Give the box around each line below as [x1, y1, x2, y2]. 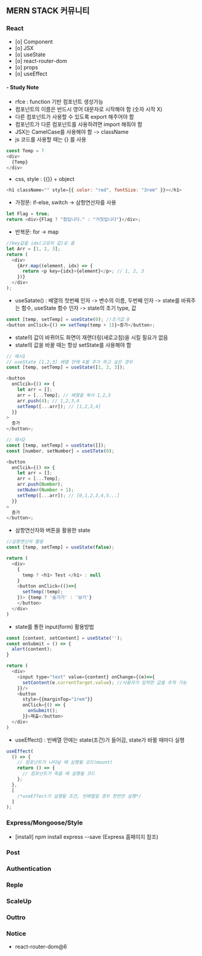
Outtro [6, 913, 26, 922]
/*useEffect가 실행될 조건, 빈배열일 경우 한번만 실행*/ [17, 793, 142, 799]
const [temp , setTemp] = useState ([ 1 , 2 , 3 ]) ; [6, 365, 125, 371]
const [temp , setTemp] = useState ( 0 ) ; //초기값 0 [6, 316, 130, 322]
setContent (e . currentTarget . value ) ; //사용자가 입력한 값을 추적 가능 [22, 680, 187, 686]
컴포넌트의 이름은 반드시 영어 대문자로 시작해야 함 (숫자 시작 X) [14, 105, 163, 113]
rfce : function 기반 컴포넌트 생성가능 [14, 98, 104, 105]
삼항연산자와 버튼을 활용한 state [14, 527, 90, 534]
